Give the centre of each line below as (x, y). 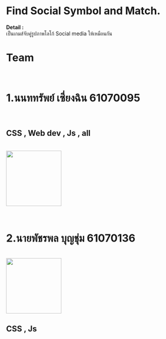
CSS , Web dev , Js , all (49, 133)
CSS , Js (21, 329)
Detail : (15, 27)
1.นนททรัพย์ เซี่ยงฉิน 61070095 (73, 98)
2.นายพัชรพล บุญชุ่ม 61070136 (71, 238)
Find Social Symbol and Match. (83, 11)
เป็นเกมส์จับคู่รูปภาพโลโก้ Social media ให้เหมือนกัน (59, 33)
